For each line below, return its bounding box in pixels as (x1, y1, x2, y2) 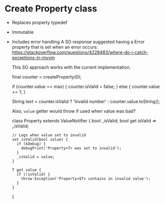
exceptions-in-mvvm (11, 54, 55, 60)
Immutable (11, 29, 34, 35)
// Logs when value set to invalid (11, 132, 86, 137)
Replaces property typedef (11, 19, 68, 25)
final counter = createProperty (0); (11, 74, 82, 80)
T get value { (11, 167, 41, 172)
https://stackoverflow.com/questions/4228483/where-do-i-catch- (11, 49, 149, 55)
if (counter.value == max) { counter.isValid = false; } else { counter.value (11, 83, 160, 90)
